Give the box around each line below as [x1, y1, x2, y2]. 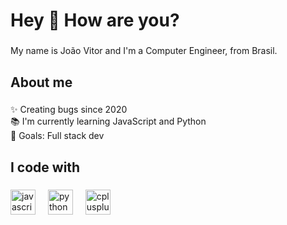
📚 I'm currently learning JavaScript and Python [10, 115, 207, 128]
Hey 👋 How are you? [10, 9, 180, 32]
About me [10, 74, 73, 91]
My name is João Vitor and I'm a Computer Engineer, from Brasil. [10, 45, 278, 57]
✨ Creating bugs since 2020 [10, 104, 128, 116]
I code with [10, 159, 81, 176]
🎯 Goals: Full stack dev [10, 130, 105, 142]
